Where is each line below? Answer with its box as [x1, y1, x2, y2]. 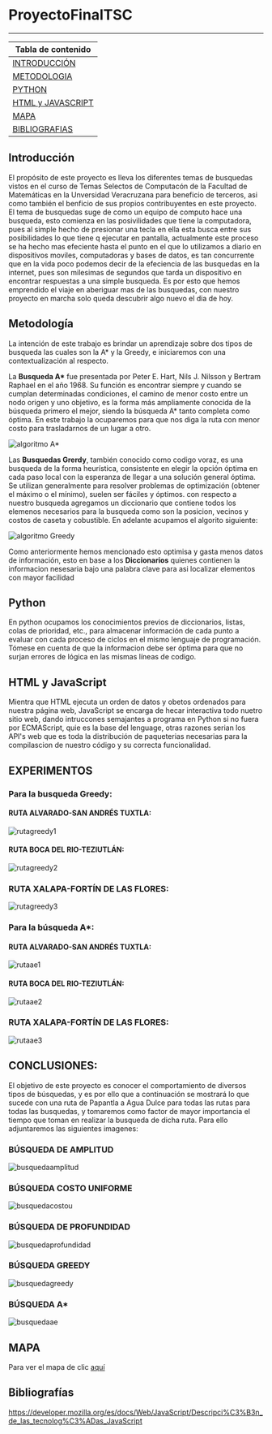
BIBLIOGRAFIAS [12, 123, 74, 135]
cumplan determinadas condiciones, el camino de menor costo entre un [8, 388, 249, 399]
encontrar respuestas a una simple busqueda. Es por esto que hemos [8, 276, 240, 286]
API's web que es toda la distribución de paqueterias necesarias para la [8, 732, 248, 741]
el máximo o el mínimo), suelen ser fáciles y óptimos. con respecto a [8, 489, 237, 499]
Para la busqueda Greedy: [8, 788, 113, 799]
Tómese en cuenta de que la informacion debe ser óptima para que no [8, 643, 244, 653]
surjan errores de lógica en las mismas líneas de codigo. [8, 652, 197, 662]
